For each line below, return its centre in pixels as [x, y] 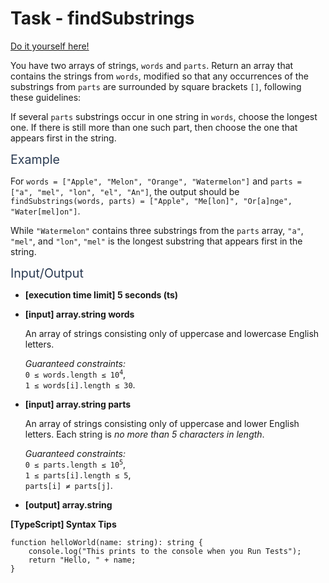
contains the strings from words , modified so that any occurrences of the [159, 76]
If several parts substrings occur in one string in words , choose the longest [164, 116]
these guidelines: [46, 97]
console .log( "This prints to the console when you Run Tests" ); [165, 551]
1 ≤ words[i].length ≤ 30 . [80, 384]
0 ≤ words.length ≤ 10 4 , [75, 374]
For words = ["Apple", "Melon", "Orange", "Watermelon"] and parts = [156, 181]
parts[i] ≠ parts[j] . [68, 485]
